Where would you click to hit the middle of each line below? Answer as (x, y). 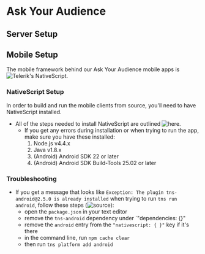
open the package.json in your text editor (76, 211)
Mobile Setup (32, 54)
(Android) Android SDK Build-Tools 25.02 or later (95, 163)
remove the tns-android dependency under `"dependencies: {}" (105, 218)
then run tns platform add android (69, 244)
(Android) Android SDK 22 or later (76, 156)
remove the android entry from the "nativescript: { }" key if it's (107, 225)
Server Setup (32, 34)
